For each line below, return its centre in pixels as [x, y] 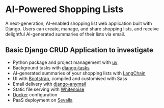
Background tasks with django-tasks [51, 67]
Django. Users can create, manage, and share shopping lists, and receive [82, 28]
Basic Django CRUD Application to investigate [79, 50]
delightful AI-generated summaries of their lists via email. [65, 34]
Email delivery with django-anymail [49, 84]
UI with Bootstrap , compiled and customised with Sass [70, 78]
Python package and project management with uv [65, 62]
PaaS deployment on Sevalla [43, 100]
